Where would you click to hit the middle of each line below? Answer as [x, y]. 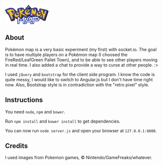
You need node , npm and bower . [35, 111]
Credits [17, 146]
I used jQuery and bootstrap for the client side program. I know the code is [80, 74]
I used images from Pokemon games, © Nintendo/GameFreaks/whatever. [79, 158]
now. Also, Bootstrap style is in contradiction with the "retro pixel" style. [77, 85]
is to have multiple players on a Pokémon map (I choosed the [66, 55]
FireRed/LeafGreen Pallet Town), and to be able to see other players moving [81, 60]
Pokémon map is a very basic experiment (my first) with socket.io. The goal [81, 49]
